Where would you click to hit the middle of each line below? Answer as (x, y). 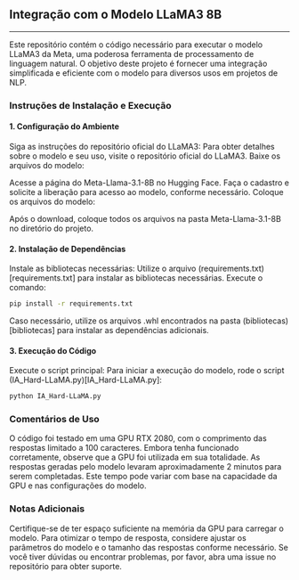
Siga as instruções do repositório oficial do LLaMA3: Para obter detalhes (142, 146)
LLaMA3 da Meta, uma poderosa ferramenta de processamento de (132, 53)
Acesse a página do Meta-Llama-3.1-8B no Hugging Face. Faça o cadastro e (149, 183)
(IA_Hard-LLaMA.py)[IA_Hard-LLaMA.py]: (86, 380)
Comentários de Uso (54, 420)
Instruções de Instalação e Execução (90, 105)
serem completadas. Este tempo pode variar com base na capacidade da (143, 477)
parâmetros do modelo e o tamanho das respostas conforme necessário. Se (149, 547)
